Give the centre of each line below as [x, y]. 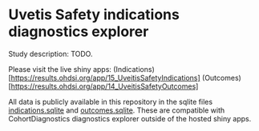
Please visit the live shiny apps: [60, 69]
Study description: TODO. [51, 54]
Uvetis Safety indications [94, 15]
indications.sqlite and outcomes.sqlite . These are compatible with [117, 110]
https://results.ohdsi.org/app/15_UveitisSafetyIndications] [105, 77]
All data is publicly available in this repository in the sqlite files [111, 101]
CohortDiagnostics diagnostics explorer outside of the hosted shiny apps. [130, 118]
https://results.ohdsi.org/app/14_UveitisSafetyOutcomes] [105, 86]
